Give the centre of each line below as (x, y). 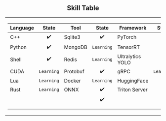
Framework (133, 28)
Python (19, 47)
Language (22, 28)
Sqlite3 (72, 37)
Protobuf (74, 72)
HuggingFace (133, 81)
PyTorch (127, 37)
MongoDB (76, 47)
